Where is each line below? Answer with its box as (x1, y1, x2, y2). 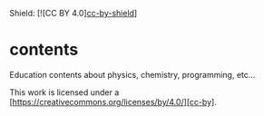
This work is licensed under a (9, 86, 120, 98)
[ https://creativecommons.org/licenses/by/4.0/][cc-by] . (9, 96, 218, 107)
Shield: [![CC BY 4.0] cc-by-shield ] (9, 8, 138, 18)
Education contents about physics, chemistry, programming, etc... (9, 69, 256, 80)
